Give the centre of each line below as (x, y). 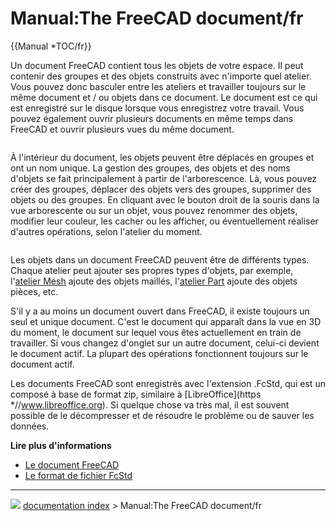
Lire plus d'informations (61, 445)
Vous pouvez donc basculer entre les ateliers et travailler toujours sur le (158, 86)
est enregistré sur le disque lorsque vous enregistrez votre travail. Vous (157, 108)
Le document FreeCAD (72, 464)
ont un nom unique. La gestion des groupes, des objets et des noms (150, 168)
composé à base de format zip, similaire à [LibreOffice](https (136, 394)
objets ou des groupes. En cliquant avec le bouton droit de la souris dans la (165, 199)
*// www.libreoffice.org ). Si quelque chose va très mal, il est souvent (150, 404)
